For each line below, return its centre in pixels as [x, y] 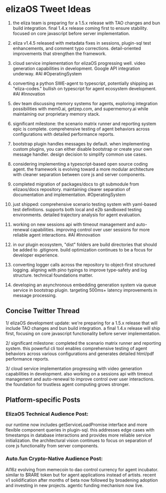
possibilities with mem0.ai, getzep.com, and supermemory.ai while [81, 109]
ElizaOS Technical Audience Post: [47, 414]
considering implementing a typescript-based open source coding [80, 164]
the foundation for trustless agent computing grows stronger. [68, 384]
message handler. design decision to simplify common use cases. [80, 154]
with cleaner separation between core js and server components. [79, 174]
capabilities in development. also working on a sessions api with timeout [79, 373]
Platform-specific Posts [43, 400]
